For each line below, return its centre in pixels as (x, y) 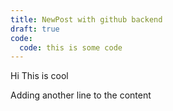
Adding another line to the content (81, 95)
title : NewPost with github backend (86, 19)
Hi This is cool (39, 76)
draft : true (35, 29)
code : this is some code (71, 47)
